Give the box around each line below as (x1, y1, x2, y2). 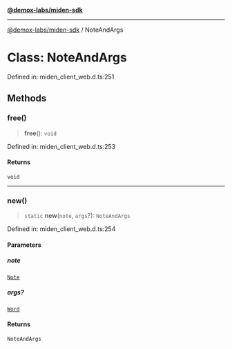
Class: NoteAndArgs (7, 50, 128, 66)
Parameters (7, 241, 41, 249)
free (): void (23, 129, 57, 137)
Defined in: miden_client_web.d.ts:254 (7, 225, 116, 233)
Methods (7, 92, 47, 104)
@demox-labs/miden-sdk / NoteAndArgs (7, 26, 124, 34)
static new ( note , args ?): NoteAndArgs (23, 212, 130, 220)
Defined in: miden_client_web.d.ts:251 (7, 72, 115, 81)
